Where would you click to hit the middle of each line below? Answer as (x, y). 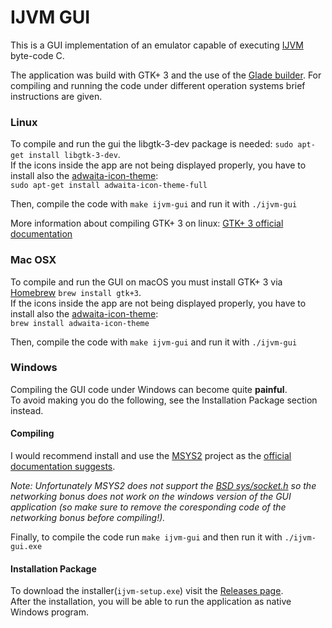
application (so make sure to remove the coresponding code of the (148, 507)
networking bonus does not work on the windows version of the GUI (151, 497)
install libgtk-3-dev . (74, 155)
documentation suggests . (63, 467)
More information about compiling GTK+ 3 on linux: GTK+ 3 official (147, 223)
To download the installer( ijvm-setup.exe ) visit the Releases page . (147, 591)
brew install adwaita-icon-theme (80, 323)
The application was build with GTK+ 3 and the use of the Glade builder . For (166, 75)
